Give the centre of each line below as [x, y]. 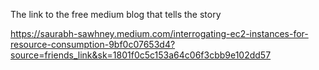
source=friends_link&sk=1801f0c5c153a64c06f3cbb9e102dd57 [141, 55]
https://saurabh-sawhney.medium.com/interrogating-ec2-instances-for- [159, 33]
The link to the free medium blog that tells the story [116, 14]
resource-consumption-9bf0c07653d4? [93, 44]
